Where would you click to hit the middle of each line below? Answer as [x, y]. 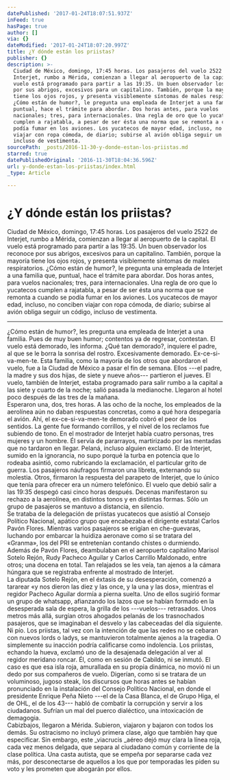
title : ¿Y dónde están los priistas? [61, 52]
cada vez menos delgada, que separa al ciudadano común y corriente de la [113, 747]
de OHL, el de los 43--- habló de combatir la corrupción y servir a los [105, 703]
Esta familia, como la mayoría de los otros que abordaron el [124, 361]
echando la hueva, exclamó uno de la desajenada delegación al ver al [105, 652]
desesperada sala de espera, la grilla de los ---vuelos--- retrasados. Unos [112, 608]
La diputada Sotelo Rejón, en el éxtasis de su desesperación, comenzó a [110, 580]
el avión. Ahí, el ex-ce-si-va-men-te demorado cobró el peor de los [102, 419]
